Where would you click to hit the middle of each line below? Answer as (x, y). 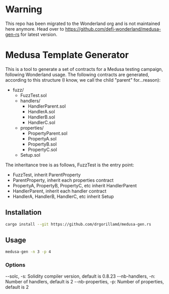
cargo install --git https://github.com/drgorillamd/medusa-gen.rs (78, 224)
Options (15, 265)
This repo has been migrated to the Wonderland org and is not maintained (83, 23)
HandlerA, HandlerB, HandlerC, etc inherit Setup (63, 196)
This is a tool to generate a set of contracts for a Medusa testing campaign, (84, 69)
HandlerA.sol (41, 111)
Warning (24, 9)
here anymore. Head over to (35, 29)
